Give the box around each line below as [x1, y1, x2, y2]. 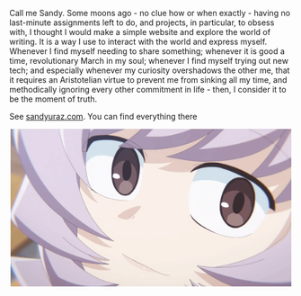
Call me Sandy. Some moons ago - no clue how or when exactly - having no [9, 8, 290, 18]
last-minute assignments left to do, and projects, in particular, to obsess [9, 17, 275, 28]
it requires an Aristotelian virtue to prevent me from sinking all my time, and [9, 75, 288, 85]
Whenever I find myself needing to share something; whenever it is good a [9, 46, 286, 57]
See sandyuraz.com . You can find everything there [9, 112, 198, 121]
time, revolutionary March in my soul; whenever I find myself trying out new [9, 56, 289, 66]
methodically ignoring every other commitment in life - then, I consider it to [9, 85, 287, 94]
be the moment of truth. [9, 94, 98, 104]
